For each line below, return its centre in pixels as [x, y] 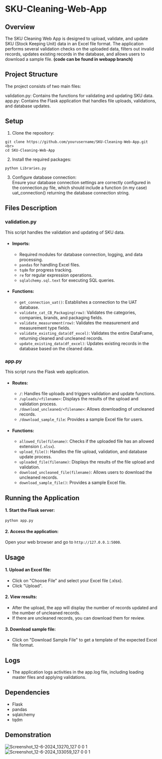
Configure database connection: [44, 177]
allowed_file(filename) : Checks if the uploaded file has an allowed [87, 441]
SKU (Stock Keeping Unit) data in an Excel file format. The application [74, 44]
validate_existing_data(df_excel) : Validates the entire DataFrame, [86, 333]
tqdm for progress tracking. [46, 270]
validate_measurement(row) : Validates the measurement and [79, 323]
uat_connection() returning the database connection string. [71, 192]
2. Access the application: [32, 531]
